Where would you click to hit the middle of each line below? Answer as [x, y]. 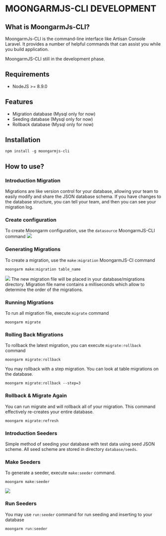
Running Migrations [29, 302]
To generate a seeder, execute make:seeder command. [60, 473]
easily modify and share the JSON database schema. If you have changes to [83, 196]
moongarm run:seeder [27, 529]
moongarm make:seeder [28, 482]
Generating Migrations [33, 249]
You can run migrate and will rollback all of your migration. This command [80, 406]
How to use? [25, 166]
